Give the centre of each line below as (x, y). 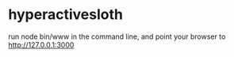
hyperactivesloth (65, 15)
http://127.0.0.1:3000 (41, 44)
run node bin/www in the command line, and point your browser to (117, 36)
